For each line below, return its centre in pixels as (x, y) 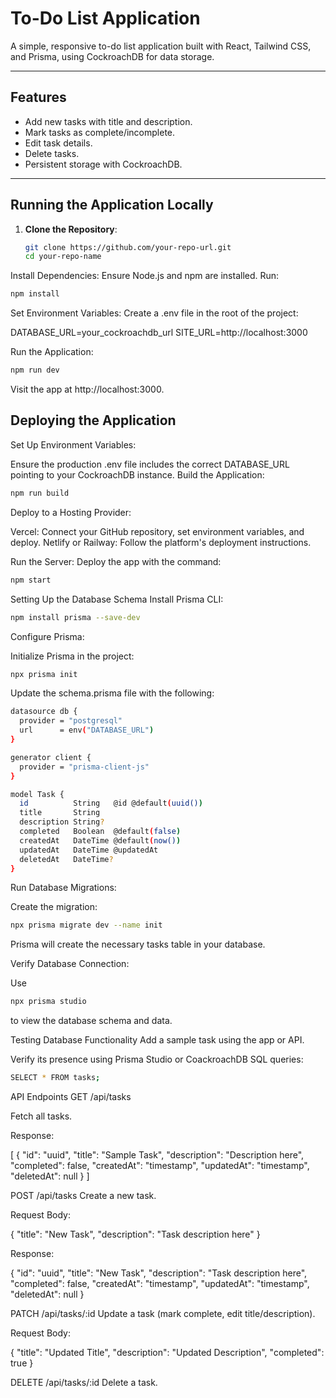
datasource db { (44, 712)
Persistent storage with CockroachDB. (103, 164)
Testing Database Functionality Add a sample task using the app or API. (157, 1040)
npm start (31, 580)
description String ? (62, 822)
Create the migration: (54, 907)
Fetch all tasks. (41, 1116)
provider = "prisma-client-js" (84, 767)
